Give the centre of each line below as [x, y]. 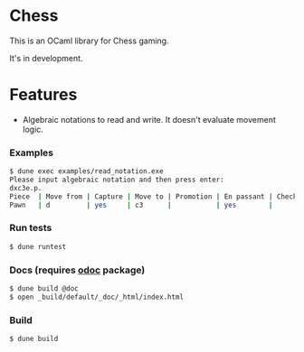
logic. [33, 129]
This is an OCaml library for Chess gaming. [89, 41]
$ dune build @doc [44, 289]
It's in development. [46, 58]
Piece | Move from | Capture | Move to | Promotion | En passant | [141, 196]
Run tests [31, 228]
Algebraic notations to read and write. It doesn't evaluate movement [149, 119]
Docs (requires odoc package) [77, 270]
